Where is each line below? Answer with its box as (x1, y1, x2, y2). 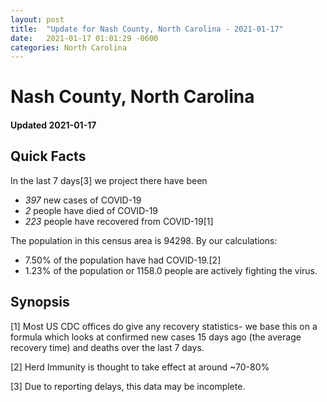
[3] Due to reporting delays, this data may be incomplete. (10, 380, 246, 392)
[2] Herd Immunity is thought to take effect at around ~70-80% (10, 361, 270, 373)
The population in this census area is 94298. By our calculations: (10, 234, 278, 246)
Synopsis (10, 294, 70, 311)
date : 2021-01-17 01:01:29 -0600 (10, 33, 159, 43)
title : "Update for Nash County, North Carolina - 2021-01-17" (10, 24, 284, 34)
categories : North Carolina (10, 42, 128, 53)
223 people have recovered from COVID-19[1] (24, 215, 214, 227)
